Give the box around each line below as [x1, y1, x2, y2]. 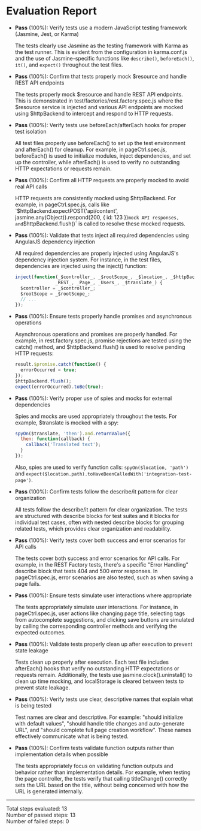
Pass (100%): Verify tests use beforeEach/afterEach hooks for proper [14, 121, 187, 128]
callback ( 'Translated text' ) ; [26, 442, 101, 448]
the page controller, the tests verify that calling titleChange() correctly [14, 775, 187, 782]
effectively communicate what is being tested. [14, 733, 129, 740]
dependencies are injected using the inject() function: [14, 262, 147, 269]
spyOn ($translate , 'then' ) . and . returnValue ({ [14, 430, 130, 436]
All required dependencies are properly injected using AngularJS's [14, 249, 179, 257]
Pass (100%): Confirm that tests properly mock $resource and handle [14, 73, 187, 80]
